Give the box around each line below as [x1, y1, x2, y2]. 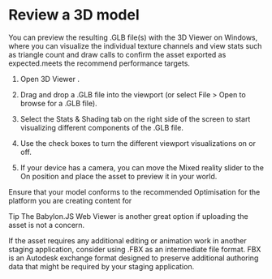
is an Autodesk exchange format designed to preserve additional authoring [8, 253, 259, 263]
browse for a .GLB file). [19, 98, 97, 108]
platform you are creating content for [8, 195, 132, 205]
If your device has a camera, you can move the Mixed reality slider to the [19, 162, 264, 172]
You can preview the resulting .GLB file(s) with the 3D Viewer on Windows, [8, 32, 258, 42]
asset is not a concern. [8, 220, 85, 230]
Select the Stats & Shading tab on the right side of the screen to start [19, 114, 251, 123]
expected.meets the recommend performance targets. [8, 58, 191, 68]
